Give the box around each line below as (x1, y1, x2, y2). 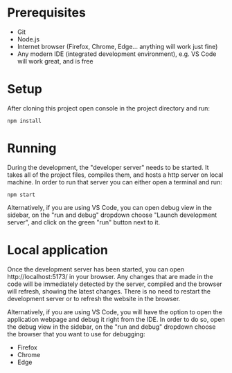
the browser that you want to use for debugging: (7, 329, 145, 338)
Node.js (17, 35, 40, 43)
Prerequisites (7, 5, 87, 21)
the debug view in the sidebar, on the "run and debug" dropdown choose (7, 323, 216, 331)
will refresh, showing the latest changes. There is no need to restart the (7, 287, 211, 295)
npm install (7, 117, 42, 124)
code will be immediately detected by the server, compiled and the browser (7, 280, 223, 288)
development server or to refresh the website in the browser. (7, 294, 181, 303)
